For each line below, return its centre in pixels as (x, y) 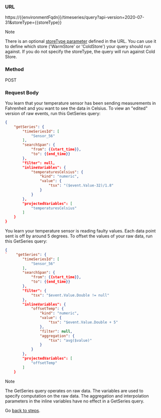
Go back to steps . (23, 410)
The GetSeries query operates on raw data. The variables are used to (74, 391)
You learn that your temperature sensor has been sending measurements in (80, 103)
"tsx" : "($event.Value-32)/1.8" (81, 185)
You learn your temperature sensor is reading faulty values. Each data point (80, 231)
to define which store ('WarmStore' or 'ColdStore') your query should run (78, 47)
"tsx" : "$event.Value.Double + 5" (83, 322)
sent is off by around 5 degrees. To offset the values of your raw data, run (79, 236)
